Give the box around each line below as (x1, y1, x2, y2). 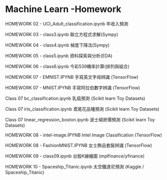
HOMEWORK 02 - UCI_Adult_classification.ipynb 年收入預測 (5, 21, 128, 27)
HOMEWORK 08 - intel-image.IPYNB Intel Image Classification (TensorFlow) (5, 132, 162, 138)
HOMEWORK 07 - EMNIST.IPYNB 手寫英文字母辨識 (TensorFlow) (5, 74, 138, 80)
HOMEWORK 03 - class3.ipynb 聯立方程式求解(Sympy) (5, 31, 118, 37)
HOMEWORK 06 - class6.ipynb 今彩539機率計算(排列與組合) (5, 63, 130, 69)
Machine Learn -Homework (5, 4, 121, 15)
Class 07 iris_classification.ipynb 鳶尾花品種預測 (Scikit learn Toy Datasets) (5, 106, 159, 112)
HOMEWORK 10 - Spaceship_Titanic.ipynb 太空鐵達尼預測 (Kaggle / (5, 163, 144, 169)
